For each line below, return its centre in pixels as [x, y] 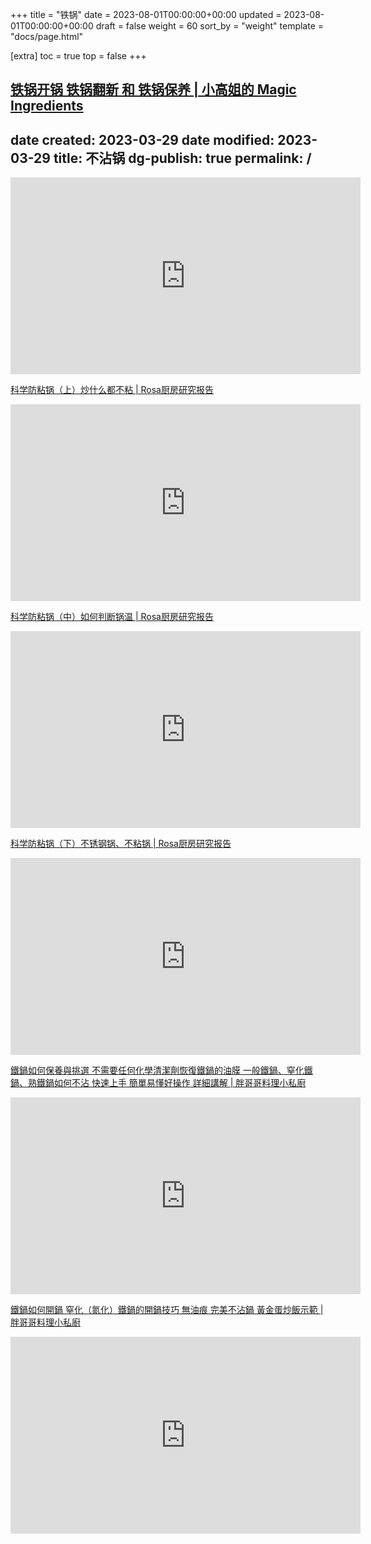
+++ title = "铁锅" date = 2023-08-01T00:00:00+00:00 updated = [146, 14]
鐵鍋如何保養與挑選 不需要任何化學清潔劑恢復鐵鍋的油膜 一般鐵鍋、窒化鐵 [161, 1070]
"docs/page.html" [47, 36]
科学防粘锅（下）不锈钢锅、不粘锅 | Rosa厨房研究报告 [121, 844]
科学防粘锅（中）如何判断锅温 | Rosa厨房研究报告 [112, 617]
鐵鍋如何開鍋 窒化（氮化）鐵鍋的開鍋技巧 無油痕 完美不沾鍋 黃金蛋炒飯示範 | [167, 1310]
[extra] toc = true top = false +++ [78, 56]
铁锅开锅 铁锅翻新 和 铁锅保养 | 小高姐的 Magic [153, 89]
